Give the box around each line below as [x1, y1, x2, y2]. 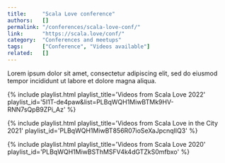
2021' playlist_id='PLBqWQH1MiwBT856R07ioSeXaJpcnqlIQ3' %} [7, 126, 198, 135]
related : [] [7, 50, 50, 57]
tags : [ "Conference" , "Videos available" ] [7, 43, 151, 50]
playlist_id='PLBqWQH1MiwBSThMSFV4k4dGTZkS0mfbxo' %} [7, 147, 190, 156]
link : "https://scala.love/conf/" [7, 30, 125, 37]
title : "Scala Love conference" [7, 10, 115, 18]
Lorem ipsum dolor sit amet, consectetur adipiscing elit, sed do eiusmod [7, 68, 218, 78]
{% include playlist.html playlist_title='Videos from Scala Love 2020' [7, 140, 206, 148]
